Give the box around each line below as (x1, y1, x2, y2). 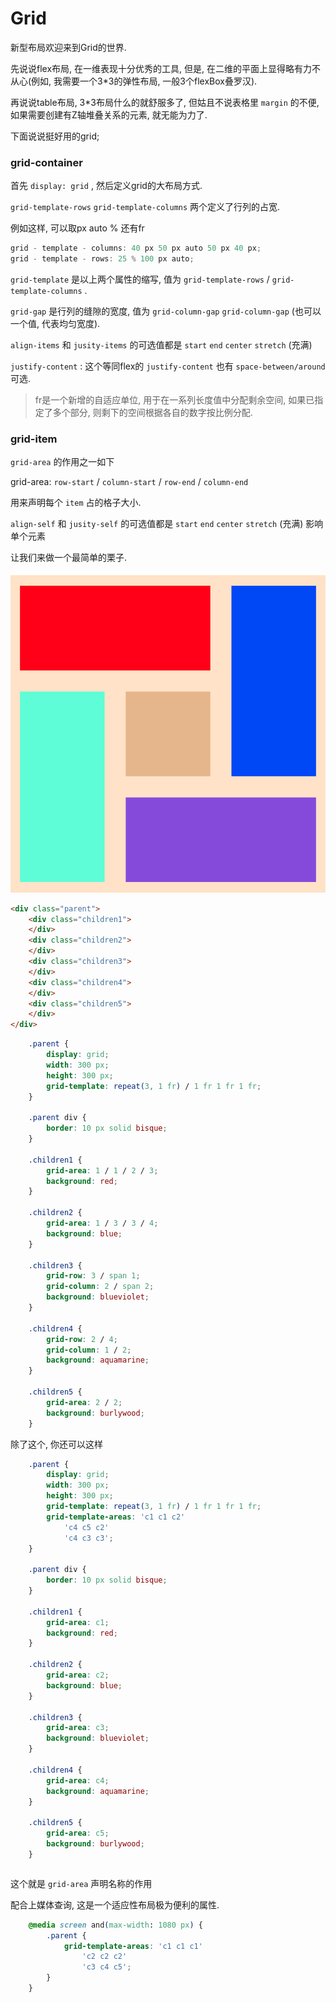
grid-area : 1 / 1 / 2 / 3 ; (46, 1165, 159, 1176)
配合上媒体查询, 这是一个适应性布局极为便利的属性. (10, 1898, 220, 1911)
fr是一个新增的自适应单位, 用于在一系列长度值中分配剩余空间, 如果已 (34, 393, 315, 406)
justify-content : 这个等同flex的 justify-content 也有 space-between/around (10, 360, 326, 372)
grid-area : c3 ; (46, 1723, 110, 1733)
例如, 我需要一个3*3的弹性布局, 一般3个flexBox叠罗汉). (31, 75, 258, 87)
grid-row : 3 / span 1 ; (46, 1271, 141, 1281)
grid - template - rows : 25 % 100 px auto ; (10, 254, 195, 264)
